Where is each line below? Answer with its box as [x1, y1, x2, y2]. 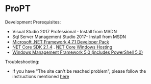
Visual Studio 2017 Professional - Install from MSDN [12, 28, 117, 34]
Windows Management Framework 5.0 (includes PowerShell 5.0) [12, 49, 143, 55]
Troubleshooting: [5, 59, 40, 64]
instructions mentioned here [12, 73, 70, 79]
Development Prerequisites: [5, 19, 61, 25]
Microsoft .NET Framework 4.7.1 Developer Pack [12, 39, 109, 44]
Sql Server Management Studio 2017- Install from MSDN [12, 34, 126, 40]
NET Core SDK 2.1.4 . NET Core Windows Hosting [12, 44, 113, 50]
